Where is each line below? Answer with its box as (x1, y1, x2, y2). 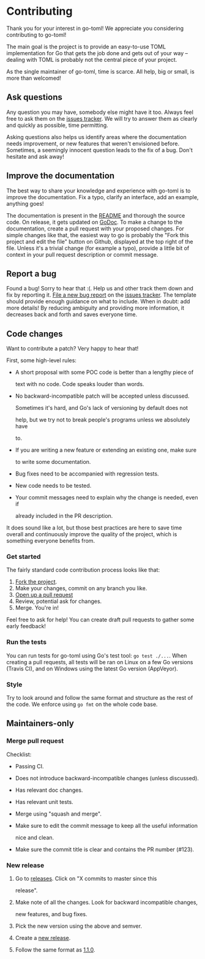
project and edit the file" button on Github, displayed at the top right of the (6, 238, 193, 245)
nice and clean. (15, 833, 54, 841)
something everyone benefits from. (6, 537, 95, 545)
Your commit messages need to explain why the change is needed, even (15, 494, 198, 501)
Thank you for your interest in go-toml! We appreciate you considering (6, 25, 184, 32)
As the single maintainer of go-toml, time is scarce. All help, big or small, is (6, 67, 195, 75)
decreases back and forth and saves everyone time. (6, 311, 138, 318)
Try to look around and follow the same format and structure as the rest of (6, 694, 193, 702)
